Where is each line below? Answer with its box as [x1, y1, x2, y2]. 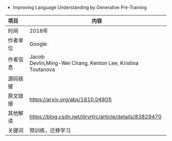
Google [29, 40, 47, 48]
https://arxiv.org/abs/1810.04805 [29, 96, 112, 103]
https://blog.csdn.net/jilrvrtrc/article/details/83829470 [29, 113, 162, 120]
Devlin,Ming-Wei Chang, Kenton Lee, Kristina [29, 60, 139, 66]
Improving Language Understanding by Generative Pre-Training [12, 5, 147, 10]
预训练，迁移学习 [29, 127, 71, 134]
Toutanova [29, 66, 55, 73]
